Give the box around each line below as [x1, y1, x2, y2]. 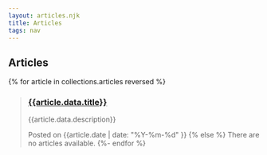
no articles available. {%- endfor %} [27, 138, 146, 148]
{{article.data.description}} [27, 114, 116, 124]
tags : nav [8, 26, 41, 34]
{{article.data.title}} [27, 97, 108, 108]
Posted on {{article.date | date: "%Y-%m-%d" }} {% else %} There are [27, 130, 260, 140]
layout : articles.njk [8, 11, 80, 20]
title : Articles [8, 19, 62, 27]
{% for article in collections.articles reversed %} [8, 77, 166, 87]
